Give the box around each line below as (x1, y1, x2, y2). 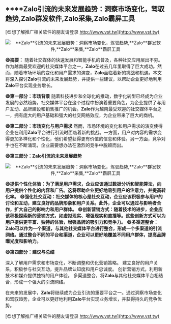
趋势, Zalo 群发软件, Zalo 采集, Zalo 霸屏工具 (5, 14, 135, 23)
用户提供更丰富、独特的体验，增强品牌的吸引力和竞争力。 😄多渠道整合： (5, 219, 159, 225)
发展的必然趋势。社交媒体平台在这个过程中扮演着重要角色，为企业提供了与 (5, 99, 161, 105)
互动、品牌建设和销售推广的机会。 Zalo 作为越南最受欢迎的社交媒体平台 (9, 106, 158, 112)
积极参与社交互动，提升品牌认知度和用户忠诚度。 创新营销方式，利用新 (14, 266, 163, 272)
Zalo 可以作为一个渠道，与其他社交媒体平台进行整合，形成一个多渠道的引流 (5, 225, 162, 231)
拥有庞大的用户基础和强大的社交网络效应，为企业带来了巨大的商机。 (14, 112, 157, 118)
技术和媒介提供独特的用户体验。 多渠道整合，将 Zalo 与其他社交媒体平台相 (5, 272, 159, 278)
